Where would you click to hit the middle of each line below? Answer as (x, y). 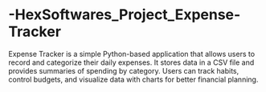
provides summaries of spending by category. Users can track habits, (124, 70)
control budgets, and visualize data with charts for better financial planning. (133, 79)
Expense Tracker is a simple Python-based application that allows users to (132, 54)
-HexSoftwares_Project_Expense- (125, 15)
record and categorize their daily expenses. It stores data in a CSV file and (131, 62)
